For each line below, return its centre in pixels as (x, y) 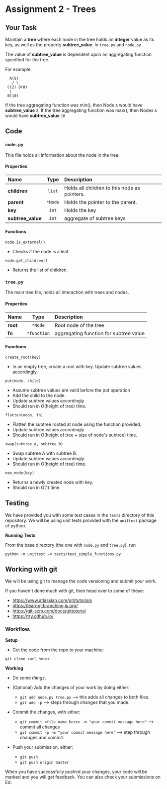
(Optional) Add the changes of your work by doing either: (71, 687)
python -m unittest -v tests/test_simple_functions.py (63, 554)
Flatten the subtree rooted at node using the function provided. (77, 424)
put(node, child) (23, 381)
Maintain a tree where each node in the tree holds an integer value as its (80, 39)
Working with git (31, 569)
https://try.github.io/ (33, 616)
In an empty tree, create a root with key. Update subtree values (77, 366)
